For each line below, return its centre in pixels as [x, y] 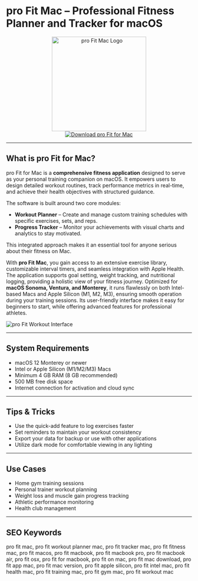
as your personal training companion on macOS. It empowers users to [91, 179]
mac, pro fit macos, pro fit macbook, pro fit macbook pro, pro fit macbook [96, 553]
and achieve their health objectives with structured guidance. [80, 191]
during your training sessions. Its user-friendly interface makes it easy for [95, 300]
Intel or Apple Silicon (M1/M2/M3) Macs [63, 369]
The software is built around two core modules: [63, 203]
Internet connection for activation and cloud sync [74, 388]
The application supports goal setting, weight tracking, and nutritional [90, 275]
